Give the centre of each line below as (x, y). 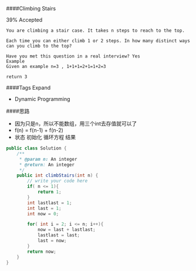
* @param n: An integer (48, 159)
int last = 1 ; (44, 208)
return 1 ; (49, 192)
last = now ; (52, 240)
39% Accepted (24, 20)
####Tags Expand (28, 88)
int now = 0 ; (43, 214)
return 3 (17, 77)
